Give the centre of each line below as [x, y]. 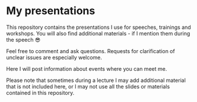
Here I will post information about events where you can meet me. [87, 68]
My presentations [51, 11]
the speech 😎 [23, 40]
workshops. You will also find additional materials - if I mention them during [98, 33]
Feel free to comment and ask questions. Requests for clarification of [90, 51]
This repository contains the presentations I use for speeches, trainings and [99, 27]
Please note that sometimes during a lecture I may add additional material [96, 80]
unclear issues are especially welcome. [54, 57]
